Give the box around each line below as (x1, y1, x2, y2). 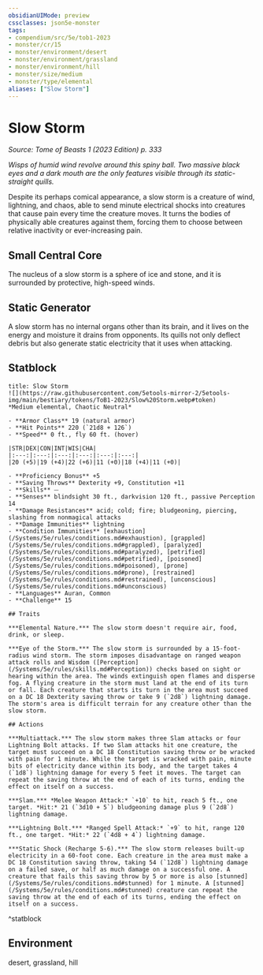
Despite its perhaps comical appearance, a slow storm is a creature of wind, (8, 192, 255, 202)
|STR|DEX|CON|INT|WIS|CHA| (8, 444, 97, 452)
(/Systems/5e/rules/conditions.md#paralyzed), (8, 547, 164, 556)
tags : (8, 26, 26, 34)
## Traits (8, 610, 41, 618)
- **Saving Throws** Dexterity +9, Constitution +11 (8, 479, 185, 487)
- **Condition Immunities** (8, 527, 101, 535)
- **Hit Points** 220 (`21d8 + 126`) (8, 424, 132, 431)
